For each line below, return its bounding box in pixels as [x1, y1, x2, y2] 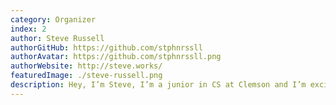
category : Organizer [10, 14, 97, 25]
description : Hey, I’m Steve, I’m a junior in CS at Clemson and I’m [10, 80, 307, 90]
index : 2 [10, 24, 47, 34]
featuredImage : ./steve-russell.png [10, 71, 163, 81]
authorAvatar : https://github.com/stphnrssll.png [10, 52, 222, 62]
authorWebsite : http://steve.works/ [10, 61, 163, 71]
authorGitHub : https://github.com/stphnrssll [10, 42, 203, 53]
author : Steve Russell [10, 33, 105, 43]
